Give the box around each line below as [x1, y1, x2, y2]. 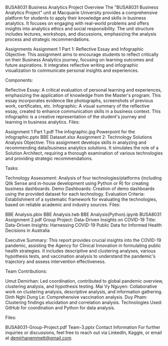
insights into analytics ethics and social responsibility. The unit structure [5, 26, 154, 32]
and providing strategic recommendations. [5, 155, 93, 161]
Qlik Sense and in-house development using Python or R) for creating [5, 181, 149, 186]
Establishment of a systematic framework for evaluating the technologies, [5, 196, 157, 202]
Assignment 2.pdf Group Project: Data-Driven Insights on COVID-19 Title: [5, 217, 156, 223]
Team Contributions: [5, 269, 48, 274]
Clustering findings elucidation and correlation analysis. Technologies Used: [5, 299, 162, 305]
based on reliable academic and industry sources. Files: [5, 202, 120, 208]
